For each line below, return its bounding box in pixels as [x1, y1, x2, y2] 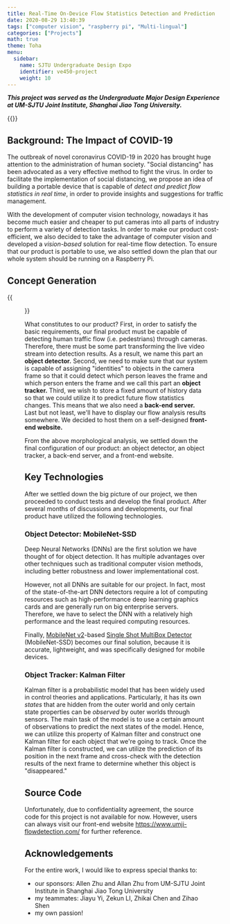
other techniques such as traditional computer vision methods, [24, 559, 203, 568]
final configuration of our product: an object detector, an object [24, 444, 205, 452]
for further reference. [81, 828, 142, 836]
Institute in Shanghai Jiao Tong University [34, 887, 154, 895]
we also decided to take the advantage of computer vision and [33, 233, 213, 241]
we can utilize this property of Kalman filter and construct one [24, 730, 202, 738]
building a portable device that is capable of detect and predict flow [7, 182, 201, 191]
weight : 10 [19, 74, 51, 82]
